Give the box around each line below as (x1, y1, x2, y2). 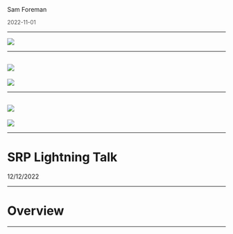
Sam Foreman (7, 6, 47, 13)
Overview (7, 203, 64, 219)
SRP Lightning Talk (7, 149, 118, 165)
